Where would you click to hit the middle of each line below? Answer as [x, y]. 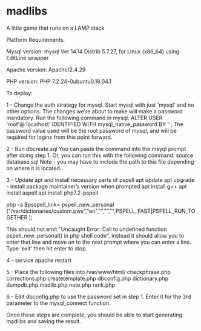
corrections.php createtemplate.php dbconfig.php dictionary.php [87, 278]
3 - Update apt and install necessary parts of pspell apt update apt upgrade [100, 179]
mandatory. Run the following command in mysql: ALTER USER [84, 118]
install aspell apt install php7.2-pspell [52, 193]
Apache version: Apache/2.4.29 [46, 69]
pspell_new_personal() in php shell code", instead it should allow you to [95, 235]
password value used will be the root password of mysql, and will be [92, 130]
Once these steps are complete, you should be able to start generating [94, 315]
